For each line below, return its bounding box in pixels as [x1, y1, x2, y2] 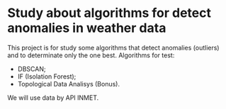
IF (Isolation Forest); [17, 72, 77, 81]
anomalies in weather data [7, 20, 166, 36]
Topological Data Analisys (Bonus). [17, 79, 120, 88]
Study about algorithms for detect [7, 5, 211, 21]
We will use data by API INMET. [7, 93, 99, 102]
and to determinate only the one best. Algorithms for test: [7, 51, 175, 59]
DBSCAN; [17, 64, 46, 73]
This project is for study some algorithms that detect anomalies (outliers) [7, 43, 220, 52]
